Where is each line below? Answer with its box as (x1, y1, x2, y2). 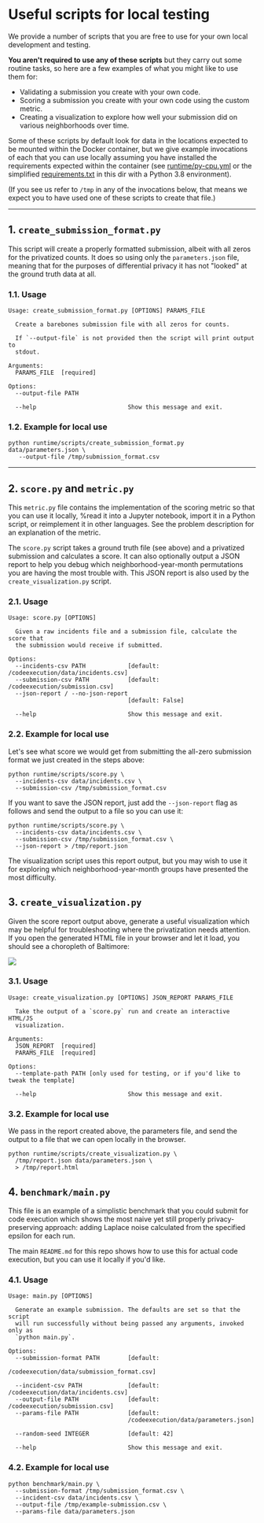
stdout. (15, 348, 41, 356)
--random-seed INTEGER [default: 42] (15, 1430, 174, 1438)
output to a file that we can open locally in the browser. (8, 1135, 186, 1144)
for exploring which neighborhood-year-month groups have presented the (8, 864, 249, 873)
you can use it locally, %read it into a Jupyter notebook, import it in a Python (8, 511, 255, 521)
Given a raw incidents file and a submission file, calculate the (15, 628, 237, 636)
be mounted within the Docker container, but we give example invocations (8, 144, 248, 154)
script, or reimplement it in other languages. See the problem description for (8, 520, 255, 529)
